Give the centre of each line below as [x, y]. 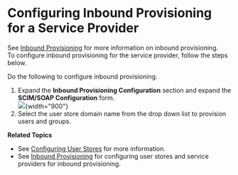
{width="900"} [47, 106]
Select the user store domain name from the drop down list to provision [122, 113]
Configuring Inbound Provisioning [110, 13]
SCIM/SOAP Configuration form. [66, 98]
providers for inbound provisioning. [69, 164]
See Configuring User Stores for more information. [91, 148]
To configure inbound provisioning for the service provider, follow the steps [118, 55]
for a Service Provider [73, 28]
